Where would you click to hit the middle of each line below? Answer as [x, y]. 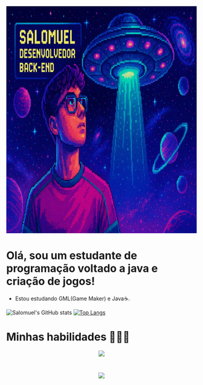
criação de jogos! [51, 281]
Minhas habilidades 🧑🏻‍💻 [68, 337]
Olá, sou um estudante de [72, 256]
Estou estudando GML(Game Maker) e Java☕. [72, 298]
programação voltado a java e [82, 268]
